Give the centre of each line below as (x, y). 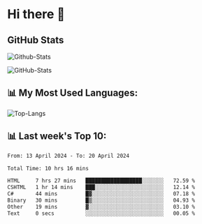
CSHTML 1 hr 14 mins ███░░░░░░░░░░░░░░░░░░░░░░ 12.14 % (101, 188)
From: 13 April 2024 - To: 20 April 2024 (68, 156)
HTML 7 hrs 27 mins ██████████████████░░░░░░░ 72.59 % (101, 181)
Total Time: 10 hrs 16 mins (48, 168)
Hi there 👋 (36, 14)
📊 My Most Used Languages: (73, 93)
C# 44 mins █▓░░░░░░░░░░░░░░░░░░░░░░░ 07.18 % (101, 194)
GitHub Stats (36, 40)
